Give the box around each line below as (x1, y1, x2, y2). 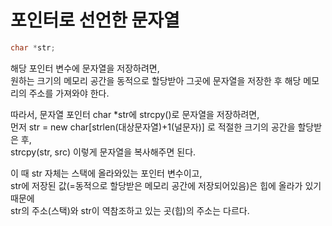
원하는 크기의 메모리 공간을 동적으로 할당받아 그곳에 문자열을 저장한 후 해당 (10, 74, 302, 86)
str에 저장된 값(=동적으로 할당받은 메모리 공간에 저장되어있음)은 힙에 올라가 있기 (10, 179, 322, 191)
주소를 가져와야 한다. (28, 87, 110, 99)
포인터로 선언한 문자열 (10, 9, 180, 32)
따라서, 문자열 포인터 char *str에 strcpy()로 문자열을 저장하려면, (10, 108, 260, 120)
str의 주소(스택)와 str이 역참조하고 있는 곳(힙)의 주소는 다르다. (10, 204, 250, 216)
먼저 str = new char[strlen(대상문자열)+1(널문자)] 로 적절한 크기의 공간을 (10, 121, 296, 133)
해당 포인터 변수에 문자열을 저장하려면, (10, 62, 160, 74)
